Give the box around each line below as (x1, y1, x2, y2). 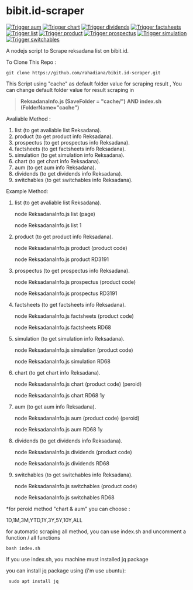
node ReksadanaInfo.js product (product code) (14, 244, 127, 251)
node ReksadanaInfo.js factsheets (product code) (14, 312, 135, 320)
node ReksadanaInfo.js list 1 (14, 221, 82, 229)
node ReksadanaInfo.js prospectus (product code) (14, 278, 136, 285)
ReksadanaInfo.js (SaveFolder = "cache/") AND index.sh (20, 98, 162, 105)
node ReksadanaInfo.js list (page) (14, 210, 95, 217)
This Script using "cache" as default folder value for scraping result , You (6, 80, 182, 87)
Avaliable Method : (6, 115, 51, 122)
